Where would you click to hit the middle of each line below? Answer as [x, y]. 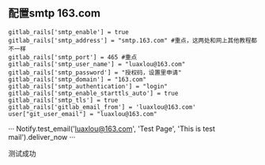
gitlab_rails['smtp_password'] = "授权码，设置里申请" [95, 73]
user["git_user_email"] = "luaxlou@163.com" [83, 114]
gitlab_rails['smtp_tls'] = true [63, 100]
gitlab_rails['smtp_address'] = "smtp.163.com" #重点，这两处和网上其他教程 [130, 40]
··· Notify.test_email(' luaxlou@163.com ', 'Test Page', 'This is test [112, 129]
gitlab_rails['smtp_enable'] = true [68, 32]
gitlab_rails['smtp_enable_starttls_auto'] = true [93, 93]
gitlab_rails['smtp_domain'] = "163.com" [78, 79]
